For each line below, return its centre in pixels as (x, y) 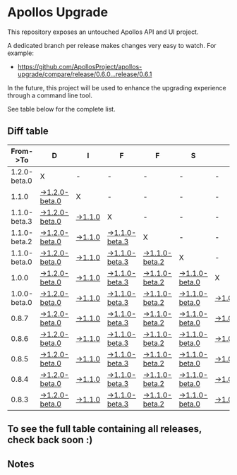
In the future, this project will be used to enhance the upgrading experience (117, 88)
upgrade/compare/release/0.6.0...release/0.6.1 (85, 74)
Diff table (28, 131)
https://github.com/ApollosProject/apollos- (80, 66)
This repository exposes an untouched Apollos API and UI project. (103, 32)
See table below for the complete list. (61, 109)
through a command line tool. (50, 95)
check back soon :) (50, 440)
